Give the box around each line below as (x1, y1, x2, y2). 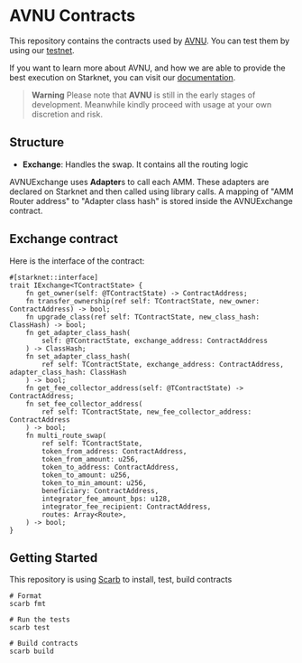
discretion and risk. (31, 108, 104, 119)
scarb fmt (9, 600, 47, 609)
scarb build (9, 647, 54, 656)
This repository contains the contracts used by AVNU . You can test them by (9, 35, 290, 46)
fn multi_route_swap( (25, 431, 106, 440)
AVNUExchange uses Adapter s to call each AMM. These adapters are (9, 176, 270, 187)
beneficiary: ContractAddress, (41, 486, 160, 495)
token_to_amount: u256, (41, 471, 131, 480)
